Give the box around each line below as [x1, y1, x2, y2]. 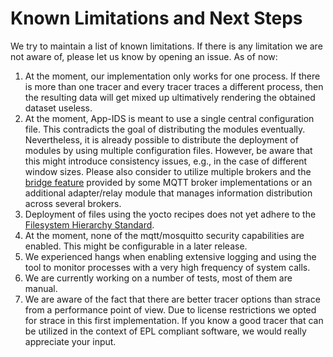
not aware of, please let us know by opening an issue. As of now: [10, 50, 278, 62]
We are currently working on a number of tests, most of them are [24, 272, 293, 284]
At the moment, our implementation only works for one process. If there [24, 70, 321, 82]
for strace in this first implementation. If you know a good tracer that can [24, 314, 324, 326]
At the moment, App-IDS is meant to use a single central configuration [24, 112, 315, 124]
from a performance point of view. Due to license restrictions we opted [24, 303, 317, 316]
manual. [24, 282, 58, 294]
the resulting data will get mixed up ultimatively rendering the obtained [24, 91, 316, 103]
